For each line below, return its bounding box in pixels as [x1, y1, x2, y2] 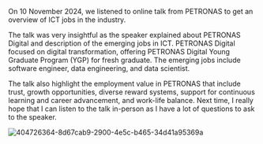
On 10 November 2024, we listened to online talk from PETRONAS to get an [8, 7, 254, 16]
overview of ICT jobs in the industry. [8, 15, 126, 24]
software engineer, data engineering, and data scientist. [8, 64, 190, 73]
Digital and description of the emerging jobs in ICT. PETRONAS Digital [8, 39, 235, 48]
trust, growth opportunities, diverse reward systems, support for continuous [8, 87, 255, 97]
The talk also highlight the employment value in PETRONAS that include [8, 79, 241, 88]
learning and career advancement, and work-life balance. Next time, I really [8, 96, 254, 105]
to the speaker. [8, 113, 57, 121]
